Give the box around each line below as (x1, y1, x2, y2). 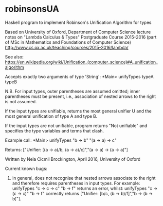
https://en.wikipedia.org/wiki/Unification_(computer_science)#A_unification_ (5, 59, 158, 65)
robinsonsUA (5, 3, 59, 15)
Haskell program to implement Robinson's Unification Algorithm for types (5, 19, 152, 25)
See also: (5, 54, 24, 59)
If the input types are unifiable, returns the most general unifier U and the (5, 108, 152, 114)
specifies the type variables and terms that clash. (5, 128, 104, 133)
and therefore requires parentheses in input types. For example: (12, 180, 140, 186)
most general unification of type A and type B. (5, 113, 98, 119)
